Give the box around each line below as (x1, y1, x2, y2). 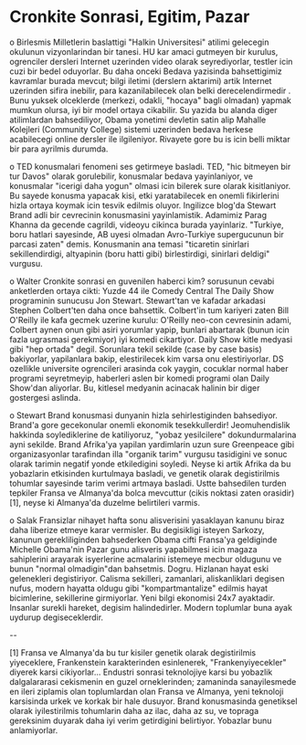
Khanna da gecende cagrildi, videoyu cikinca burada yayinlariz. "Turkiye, (9, 219, 284, 230)
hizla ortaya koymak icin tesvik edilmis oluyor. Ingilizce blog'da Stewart (9, 199, 277, 211)
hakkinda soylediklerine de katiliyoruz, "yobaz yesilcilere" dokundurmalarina (9, 429, 297, 440)
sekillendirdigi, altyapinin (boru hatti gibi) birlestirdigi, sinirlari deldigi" (9, 248, 270, 259)
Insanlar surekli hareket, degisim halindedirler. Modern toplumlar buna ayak (9, 602, 292, 613)
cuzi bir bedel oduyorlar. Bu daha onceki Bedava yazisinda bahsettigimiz (9, 66, 283, 77)
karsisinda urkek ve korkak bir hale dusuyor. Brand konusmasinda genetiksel (9, 696, 298, 707)
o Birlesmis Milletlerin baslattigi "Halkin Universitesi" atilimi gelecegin (9, 37, 269, 47)
